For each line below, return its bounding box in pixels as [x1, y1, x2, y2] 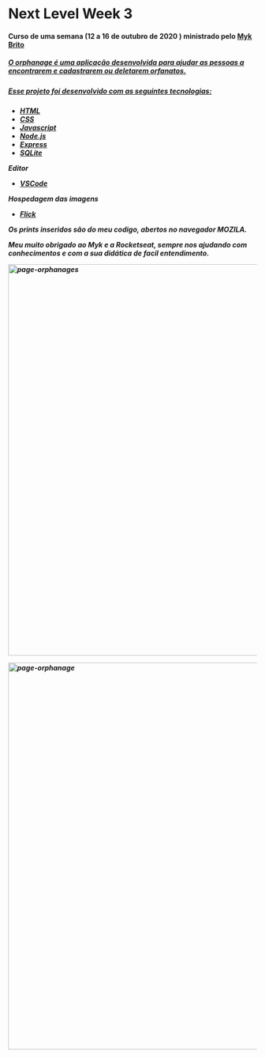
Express [19, 140, 47, 149]
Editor [8, 164, 29, 173]
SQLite [19, 148, 43, 158]
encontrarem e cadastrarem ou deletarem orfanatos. [8, 66, 187, 76]
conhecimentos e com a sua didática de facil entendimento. [8, 248, 210, 258]
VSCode [19, 179, 48, 188]
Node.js [19, 131, 47, 141]
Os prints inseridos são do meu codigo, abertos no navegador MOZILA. [8, 225, 248, 234]
